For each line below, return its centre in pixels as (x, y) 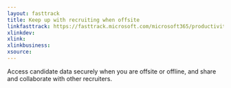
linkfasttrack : (29, 26)
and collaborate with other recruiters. (60, 78)
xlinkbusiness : (29, 45)
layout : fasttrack (33, 13)
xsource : (20, 52)
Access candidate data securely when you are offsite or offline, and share (112, 71)
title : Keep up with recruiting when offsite (73, 20)
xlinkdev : (21, 33)
